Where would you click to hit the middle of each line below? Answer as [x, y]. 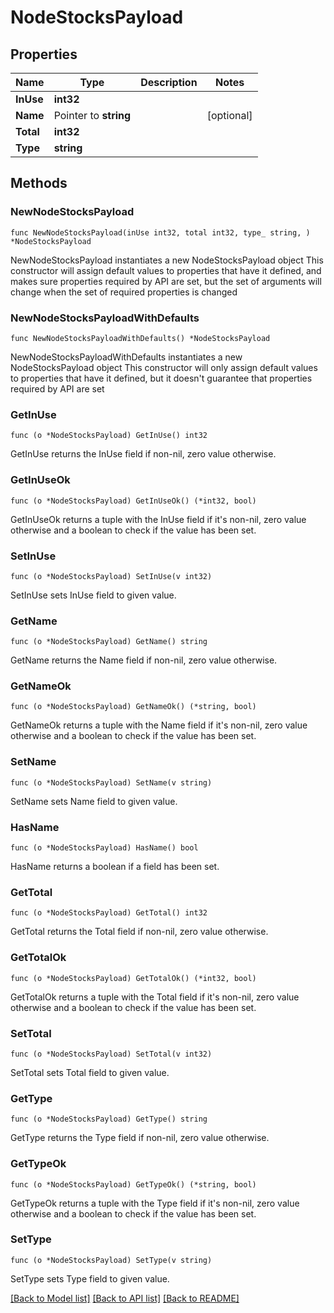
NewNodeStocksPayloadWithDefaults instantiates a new [126, 357]
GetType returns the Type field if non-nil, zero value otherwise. [140, 1138]
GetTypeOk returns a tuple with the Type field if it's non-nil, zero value [155, 1203]
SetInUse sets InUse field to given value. [93, 595]
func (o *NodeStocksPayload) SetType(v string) [111, 1260]
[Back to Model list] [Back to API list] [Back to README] [125, 1298]
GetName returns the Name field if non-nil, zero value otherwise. [144, 660]
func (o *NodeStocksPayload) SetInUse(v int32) [111, 576]
